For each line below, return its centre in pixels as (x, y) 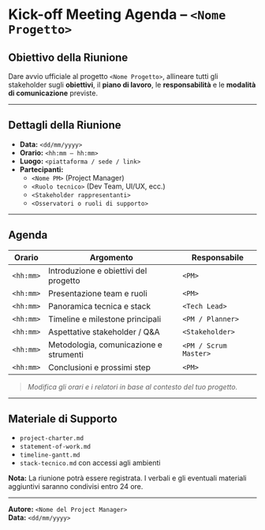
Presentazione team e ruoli (98, 293)
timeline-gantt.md (50, 455)
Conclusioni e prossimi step (100, 367)
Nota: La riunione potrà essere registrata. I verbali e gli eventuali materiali (127, 478)
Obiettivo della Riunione (68, 57)
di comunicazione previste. (53, 93)
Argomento (112, 257)
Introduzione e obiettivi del (98, 271)
